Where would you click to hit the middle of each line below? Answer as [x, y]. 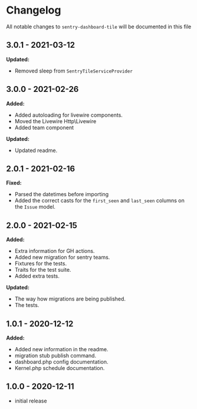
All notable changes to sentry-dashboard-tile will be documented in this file [99, 27]
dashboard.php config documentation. [61, 362]
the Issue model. [35, 207]
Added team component [44, 127]
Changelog [34, 10]
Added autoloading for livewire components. [68, 115]
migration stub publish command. [55, 355]
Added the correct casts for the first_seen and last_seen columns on [99, 200]
